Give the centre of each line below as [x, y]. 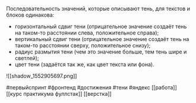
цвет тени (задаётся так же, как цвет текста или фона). [84, 64]
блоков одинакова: [30, 15]
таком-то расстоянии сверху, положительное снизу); [83, 45]
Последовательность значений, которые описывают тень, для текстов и [98, 9]
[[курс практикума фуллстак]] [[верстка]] [59, 94]
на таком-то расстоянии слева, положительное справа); [87, 33]
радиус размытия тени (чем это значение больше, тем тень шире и [101, 52]
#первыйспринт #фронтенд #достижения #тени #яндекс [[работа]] [91, 88]
